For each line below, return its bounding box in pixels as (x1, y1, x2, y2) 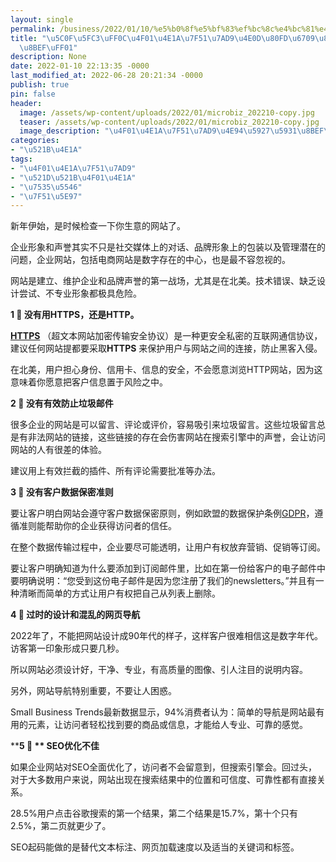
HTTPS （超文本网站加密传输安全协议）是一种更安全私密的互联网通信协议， (10, 330, 323, 342)
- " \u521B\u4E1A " (10, 145, 83, 155)
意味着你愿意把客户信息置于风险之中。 (10, 376, 168, 388)
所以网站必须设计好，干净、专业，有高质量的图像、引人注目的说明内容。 (10, 664, 308, 676)
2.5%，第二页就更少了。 (10, 820, 112, 832)
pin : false (10, 89, 56, 99)
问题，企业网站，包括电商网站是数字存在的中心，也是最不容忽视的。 (10, 254, 291, 266)
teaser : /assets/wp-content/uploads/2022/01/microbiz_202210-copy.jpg (19, 117, 320, 127)
